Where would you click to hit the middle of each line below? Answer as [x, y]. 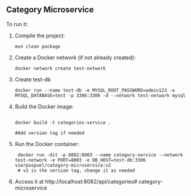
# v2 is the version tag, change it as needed [76, 170]
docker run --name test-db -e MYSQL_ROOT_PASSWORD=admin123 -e [95, 90]
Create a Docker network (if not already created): [75, 57]
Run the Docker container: [47, 144]
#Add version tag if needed [49, 133]
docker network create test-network [60, 68]
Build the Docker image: [44, 106]
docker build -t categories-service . [63, 122]
